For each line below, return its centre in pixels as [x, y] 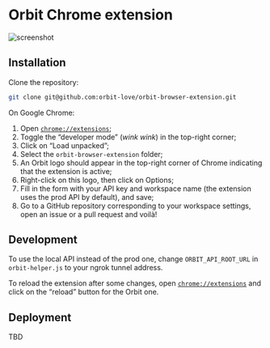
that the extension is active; [66, 171]
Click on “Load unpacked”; [64, 145]
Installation [37, 63]
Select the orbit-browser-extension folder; [91, 154]
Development [43, 240]
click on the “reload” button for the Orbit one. [84, 292]
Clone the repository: [44, 82]
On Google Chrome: [42, 112]
